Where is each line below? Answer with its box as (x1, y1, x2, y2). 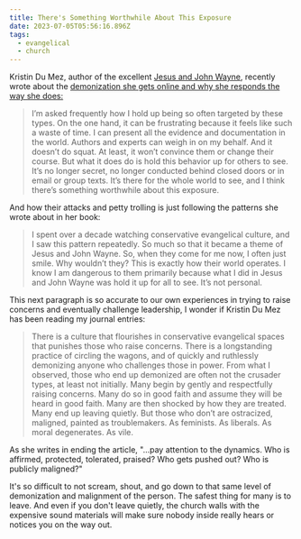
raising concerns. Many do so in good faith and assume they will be (31, 388, 283, 399)
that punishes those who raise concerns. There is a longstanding (31, 341, 273, 352)
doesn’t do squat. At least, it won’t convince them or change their (31, 146, 275, 158)
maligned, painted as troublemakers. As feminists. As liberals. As (31, 417, 272, 428)
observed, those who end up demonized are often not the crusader (31, 370, 281, 380)
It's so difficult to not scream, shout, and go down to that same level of (9, 481, 272, 492)
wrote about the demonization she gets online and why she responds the (9, 81, 280, 92)
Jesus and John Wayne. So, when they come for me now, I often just (31, 249, 287, 260)
